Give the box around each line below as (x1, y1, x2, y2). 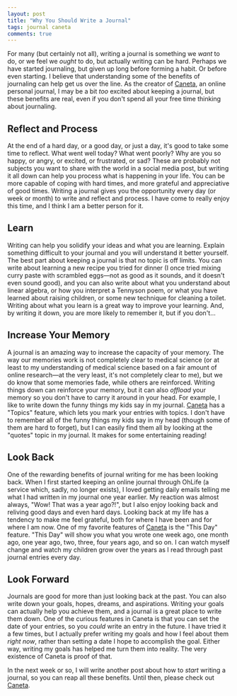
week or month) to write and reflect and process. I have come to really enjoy (7, 194, 230, 202)
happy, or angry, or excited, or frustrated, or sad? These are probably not (7, 156, 221, 165)
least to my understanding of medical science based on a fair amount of (7, 363, 217, 372)
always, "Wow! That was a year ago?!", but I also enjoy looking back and (7, 500, 218, 508)
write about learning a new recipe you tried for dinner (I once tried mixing (7, 263, 221, 272)
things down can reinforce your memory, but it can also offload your (7, 385, 207, 394)
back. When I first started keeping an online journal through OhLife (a (7, 477, 209, 486)
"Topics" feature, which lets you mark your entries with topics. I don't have (7, 408, 225, 416)
